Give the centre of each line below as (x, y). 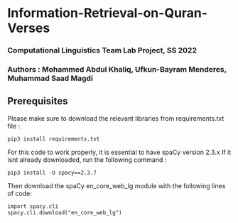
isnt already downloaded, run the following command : (87, 159)
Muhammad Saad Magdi (50, 78)
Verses (29, 28)
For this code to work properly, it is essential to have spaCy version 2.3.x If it (119, 152)
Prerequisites (38, 101)
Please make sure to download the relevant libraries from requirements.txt (116, 118)
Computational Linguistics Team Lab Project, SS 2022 (102, 50)
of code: (20, 193)
